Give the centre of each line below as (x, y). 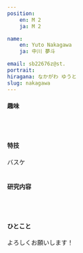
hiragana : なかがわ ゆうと (42, 76)
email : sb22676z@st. (37, 64)
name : (15, 38)
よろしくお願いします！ (40, 243)
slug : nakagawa (29, 83)
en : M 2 (30, 20)
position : (21, 13)
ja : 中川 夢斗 (38, 52)
